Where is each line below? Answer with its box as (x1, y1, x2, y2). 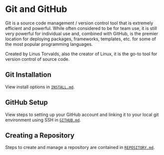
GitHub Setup (5, 98, 48, 107)
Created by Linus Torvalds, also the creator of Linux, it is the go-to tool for (5, 51, 158, 57)
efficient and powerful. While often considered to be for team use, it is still (5, 25, 157, 31)
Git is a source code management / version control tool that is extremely (5, 20, 154, 26)
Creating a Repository (5, 131, 75, 140)
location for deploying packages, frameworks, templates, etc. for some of (5, 36, 156, 42)
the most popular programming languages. (5, 41, 93, 47)
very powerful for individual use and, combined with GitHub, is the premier (5, 30, 159, 36)
